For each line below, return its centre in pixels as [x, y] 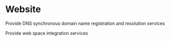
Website [23, 9]
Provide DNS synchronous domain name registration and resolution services [85, 23]
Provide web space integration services [47, 33]
